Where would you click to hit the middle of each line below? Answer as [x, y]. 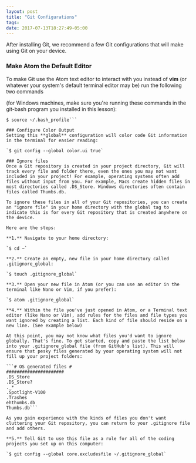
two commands [25, 91]
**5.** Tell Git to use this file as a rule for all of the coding [90, 438]
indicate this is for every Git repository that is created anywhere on [97, 212]
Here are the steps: [31, 228]
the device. [21, 217]
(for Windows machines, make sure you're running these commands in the [96, 103]
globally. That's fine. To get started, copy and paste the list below [95, 341]
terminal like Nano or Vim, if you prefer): [61, 289]
